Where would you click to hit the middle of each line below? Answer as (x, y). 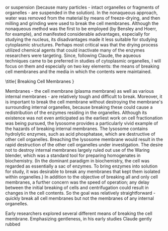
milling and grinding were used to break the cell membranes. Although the (82, 23)
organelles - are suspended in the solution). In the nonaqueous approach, (81, 13)
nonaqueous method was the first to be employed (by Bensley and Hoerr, (81, 29)
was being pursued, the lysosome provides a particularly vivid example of (82, 123)
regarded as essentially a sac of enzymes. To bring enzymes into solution (81, 166)
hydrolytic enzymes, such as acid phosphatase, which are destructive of (80, 134)
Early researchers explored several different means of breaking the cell (79, 213)
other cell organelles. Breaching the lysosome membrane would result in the (84, 139)
